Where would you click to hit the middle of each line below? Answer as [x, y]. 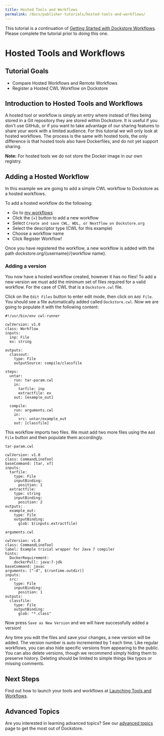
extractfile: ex [35, 393]
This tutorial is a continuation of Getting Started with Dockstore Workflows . [81, 28]
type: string [27, 494]
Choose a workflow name [38, 234]
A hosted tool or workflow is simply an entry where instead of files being [78, 115]
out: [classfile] [32, 423]
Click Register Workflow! [37, 239]
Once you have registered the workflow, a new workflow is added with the [80, 248]
